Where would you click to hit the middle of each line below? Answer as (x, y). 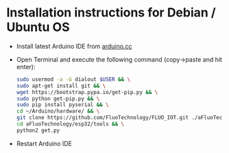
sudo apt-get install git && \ (61, 86)
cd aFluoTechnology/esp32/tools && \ (70, 124)
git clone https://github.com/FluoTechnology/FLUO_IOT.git (103, 118)
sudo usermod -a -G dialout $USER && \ (73, 79)
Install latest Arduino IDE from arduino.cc (74, 46)
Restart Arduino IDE (44, 143)
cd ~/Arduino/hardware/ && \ (58, 111)
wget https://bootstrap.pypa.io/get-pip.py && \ (87, 92)
